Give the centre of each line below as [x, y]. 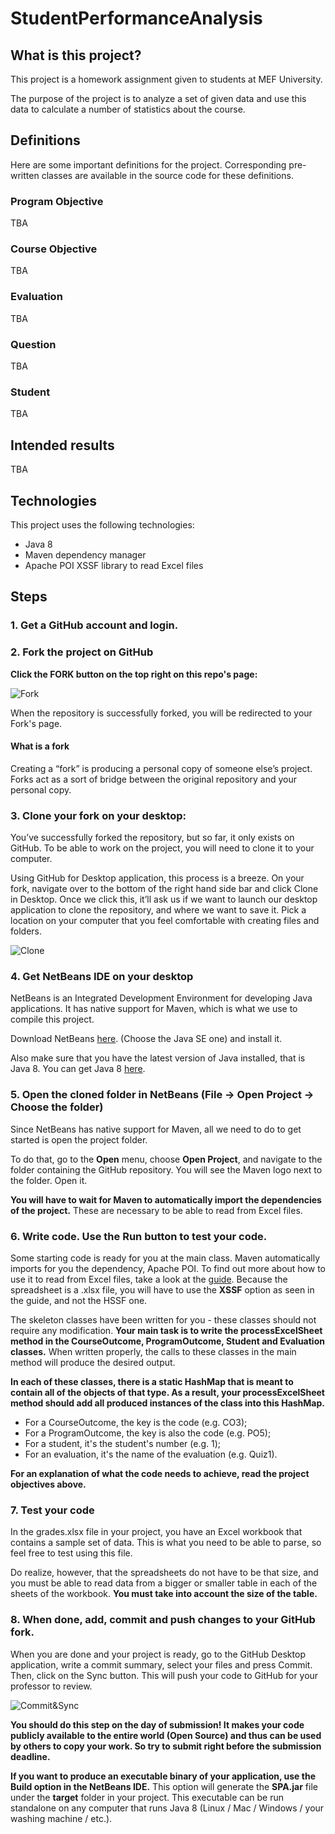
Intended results [62, 445]
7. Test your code [52, 1510]
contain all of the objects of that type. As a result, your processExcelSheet [167, 1392]
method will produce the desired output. [93, 1362]
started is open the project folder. [79, 1139]
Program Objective [57, 201]
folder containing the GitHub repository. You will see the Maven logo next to [166, 1169]
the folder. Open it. [49, 1180]
